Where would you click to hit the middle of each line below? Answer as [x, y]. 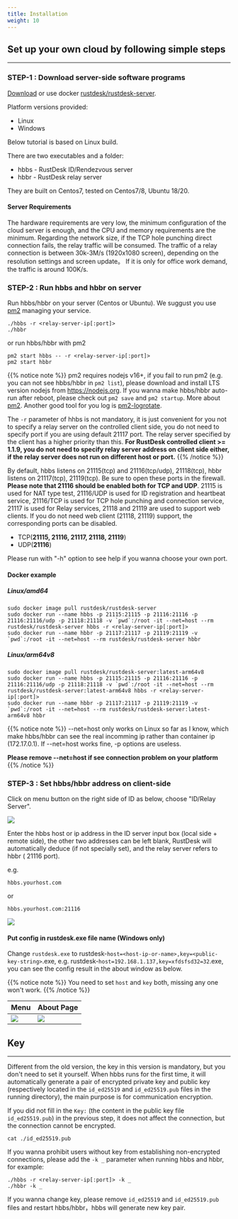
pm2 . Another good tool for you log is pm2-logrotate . [85, 406]
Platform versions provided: [48, 106]
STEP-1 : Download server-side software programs [96, 77]
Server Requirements [40, 207]
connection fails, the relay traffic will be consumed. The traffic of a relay [112, 245]
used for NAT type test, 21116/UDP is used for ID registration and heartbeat [116, 493]
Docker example [32, 575]
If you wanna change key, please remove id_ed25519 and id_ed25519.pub [113, 1199]
